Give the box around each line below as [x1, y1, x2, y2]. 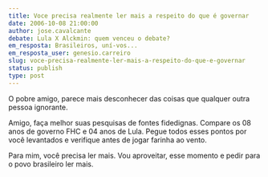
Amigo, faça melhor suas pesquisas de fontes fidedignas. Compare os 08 [8, 117, 251, 127]
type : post [8, 72, 45, 80]
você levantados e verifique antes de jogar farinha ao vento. [8, 134, 207, 145]
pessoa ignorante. [8, 102, 68, 112]
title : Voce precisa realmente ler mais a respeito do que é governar [8, 11, 250, 20]
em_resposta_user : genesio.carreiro [8, 49, 131, 57]
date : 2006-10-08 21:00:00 [8, 19, 99, 27]
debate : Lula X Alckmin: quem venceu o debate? [8, 34, 171, 43]
